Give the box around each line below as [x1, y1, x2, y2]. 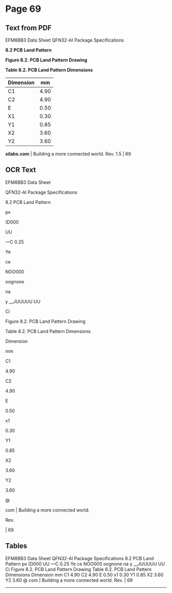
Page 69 [5, 3, 41, 15]
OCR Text [5, 166, 36, 174]
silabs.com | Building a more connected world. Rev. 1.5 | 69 [5, 151, 132, 157]
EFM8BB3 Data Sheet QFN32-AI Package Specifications [5, 37, 124, 43]
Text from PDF [5, 24, 52, 32]
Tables [5, 542, 27, 550]
